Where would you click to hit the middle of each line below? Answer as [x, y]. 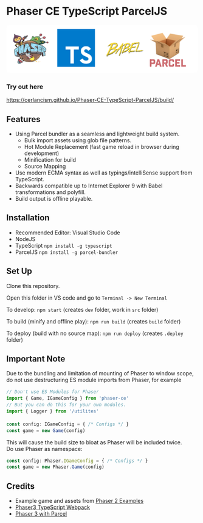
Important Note [36, 359]
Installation [28, 218]
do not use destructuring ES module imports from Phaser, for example [94, 380]
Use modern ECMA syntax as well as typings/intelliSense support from [104, 173]
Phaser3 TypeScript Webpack [52, 507]
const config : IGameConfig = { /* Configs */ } [68, 424]
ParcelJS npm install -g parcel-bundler [67, 252]
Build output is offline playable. [54, 199]
